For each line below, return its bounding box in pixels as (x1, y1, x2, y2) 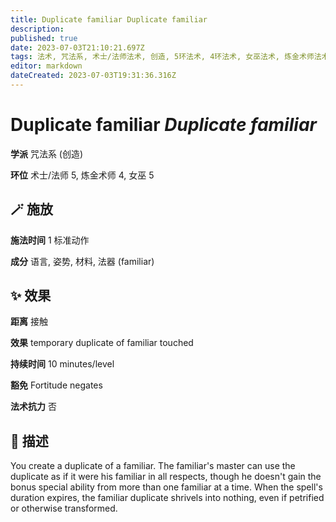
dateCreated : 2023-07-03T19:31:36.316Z (10, 71, 177, 81)
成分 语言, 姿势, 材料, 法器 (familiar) (10, 255, 155, 267)
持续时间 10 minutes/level (10, 358, 115, 370)
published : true (10, 33, 78, 43)
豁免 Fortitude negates (10, 379, 103, 391)
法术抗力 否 (10, 401, 57, 413)
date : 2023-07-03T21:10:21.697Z (10, 42, 145, 53)
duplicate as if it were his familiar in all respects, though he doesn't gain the (10, 471, 322, 483)
